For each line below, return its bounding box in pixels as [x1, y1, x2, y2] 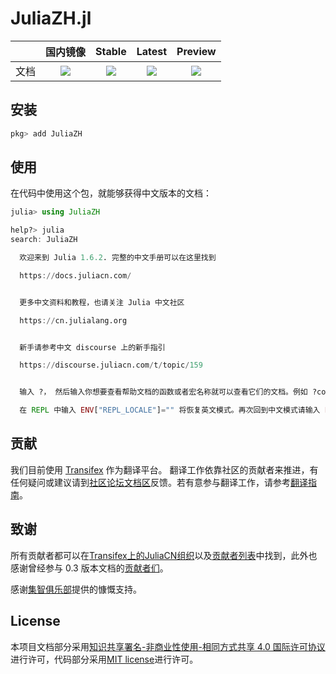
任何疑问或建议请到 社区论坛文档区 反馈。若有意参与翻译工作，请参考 [10, 476, 291, 488]
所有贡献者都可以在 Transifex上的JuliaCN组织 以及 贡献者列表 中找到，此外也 [10, 549, 318, 561]
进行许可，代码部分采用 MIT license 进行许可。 [10, 653, 199, 665]
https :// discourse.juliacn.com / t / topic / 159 [19, 360, 203, 371]
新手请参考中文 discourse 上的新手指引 [19, 342, 166, 352]
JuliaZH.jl [10, 7, 92, 30]
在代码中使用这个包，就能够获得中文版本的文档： [10, 187, 212, 199]
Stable [95, 44, 127, 58]
